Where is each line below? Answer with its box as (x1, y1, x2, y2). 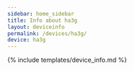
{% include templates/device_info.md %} (7, 56, 128, 64)
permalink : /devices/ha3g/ (7, 30, 87, 37)
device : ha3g (7, 37, 46, 44)
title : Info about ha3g (7, 17, 78, 24)
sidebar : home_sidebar (7, 10, 74, 18)
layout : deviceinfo (7, 23, 65, 30)
